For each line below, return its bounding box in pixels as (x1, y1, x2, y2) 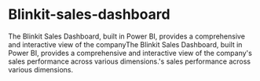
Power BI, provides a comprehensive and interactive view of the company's (8, 48, 253, 57)
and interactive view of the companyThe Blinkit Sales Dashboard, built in (8, 39, 243, 49)
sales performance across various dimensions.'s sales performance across (8, 57, 251, 66)
